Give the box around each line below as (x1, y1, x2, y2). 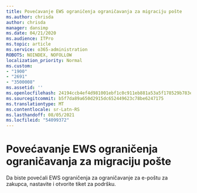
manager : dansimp (6, 25, 49, 31)
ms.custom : (6, 63, 33, 69)
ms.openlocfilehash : (6, 90, 57, 96)
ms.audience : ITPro (6, 36, 54, 42)
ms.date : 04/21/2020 (6, 30, 57, 36)
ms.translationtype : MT (6, 101, 64, 107)
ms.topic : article (6, 42, 51, 47)
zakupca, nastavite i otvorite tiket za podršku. (6, 181, 116, 188)
